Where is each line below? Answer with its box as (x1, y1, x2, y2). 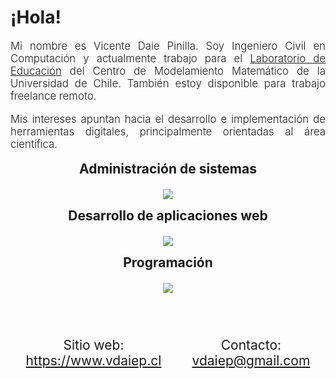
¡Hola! (10, 6, 62, 29)
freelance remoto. (10, 89, 97, 103)
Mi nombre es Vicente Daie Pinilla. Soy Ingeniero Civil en (10, 39, 326, 53)
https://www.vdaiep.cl (25, 352, 162, 369)
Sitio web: (63, 336, 125, 353)
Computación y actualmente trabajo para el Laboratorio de (10, 51, 326, 65)
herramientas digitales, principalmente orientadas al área (10, 124, 326, 138)
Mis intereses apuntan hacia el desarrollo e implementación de (10, 112, 326, 126)
